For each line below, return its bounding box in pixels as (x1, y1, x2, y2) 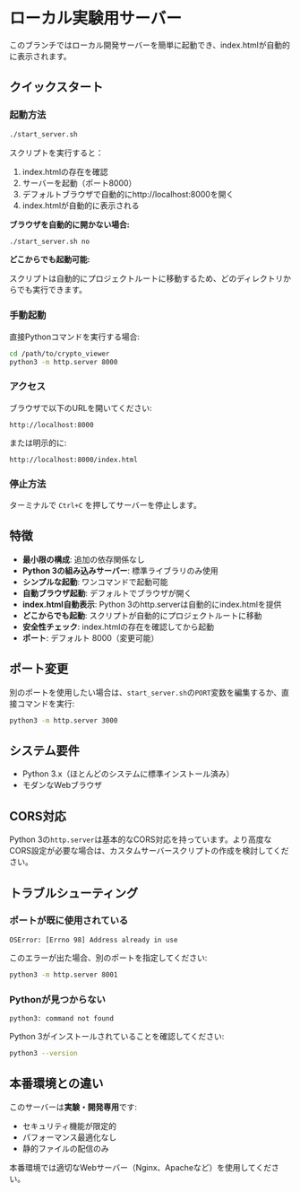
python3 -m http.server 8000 (9, 357, 118, 366)
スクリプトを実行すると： (9, 147, 104, 158)
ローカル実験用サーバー (9, 8, 182, 29)
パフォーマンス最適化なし (21, 1132, 117, 1143)
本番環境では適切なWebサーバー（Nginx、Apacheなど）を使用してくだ (9, 1161, 271, 1172)
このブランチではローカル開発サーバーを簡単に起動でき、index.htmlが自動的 (9, 39, 291, 50)
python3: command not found (9, 1014, 115, 1023)
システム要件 (9, 742, 81, 758)
